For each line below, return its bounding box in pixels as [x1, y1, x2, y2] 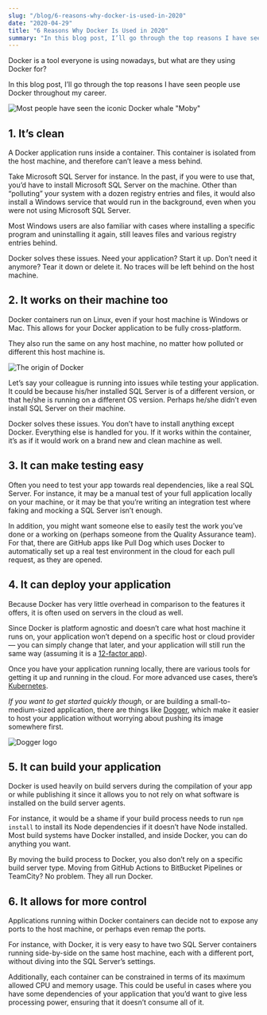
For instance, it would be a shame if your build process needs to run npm [8, 814, 244, 824]
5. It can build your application [8, 760, 161, 773]
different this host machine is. [8, 347, 106, 356]
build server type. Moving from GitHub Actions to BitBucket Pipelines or [8, 863, 243, 873]
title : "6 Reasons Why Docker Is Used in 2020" [8, 26, 169, 34]
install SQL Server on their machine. [8, 403, 126, 413]
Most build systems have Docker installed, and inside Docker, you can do [8, 831, 248, 840]
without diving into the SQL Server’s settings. [8, 957, 157, 966]
